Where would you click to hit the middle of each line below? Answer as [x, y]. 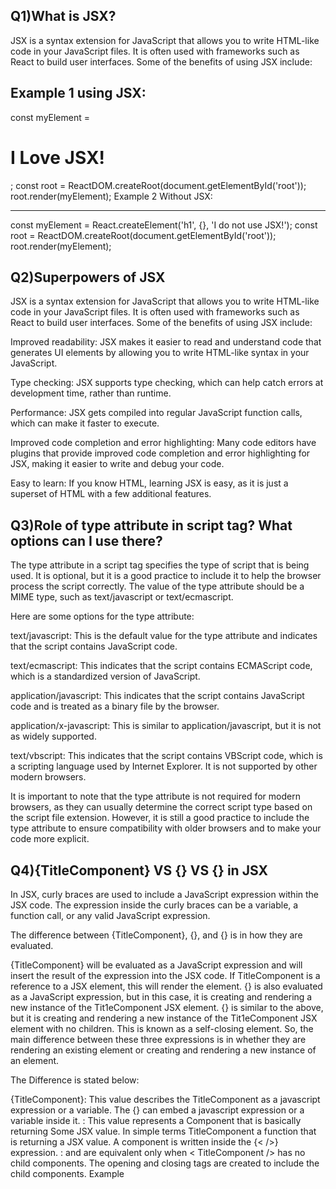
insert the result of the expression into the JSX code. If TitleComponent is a [165, 975]
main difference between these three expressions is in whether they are [158, 1039]
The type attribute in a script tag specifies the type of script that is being [160, 565]
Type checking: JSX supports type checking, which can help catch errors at [167, 383]
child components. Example [67, 1173]
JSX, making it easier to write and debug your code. [117, 464]
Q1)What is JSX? [63, 16]
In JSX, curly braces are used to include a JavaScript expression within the [165, 894]
